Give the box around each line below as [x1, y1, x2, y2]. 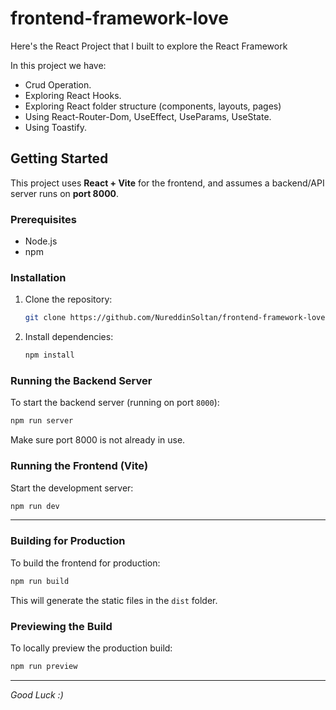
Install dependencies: [24, 331, 114, 343]
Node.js [24, 235, 58, 247]
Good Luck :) [10, 688, 64, 701]
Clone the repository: [24, 293, 113, 306]
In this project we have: [10, 59, 107, 71]
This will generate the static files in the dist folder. [10, 594, 218, 606]
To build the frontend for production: [10, 557, 161, 569]
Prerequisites [10, 212, 77, 226]
